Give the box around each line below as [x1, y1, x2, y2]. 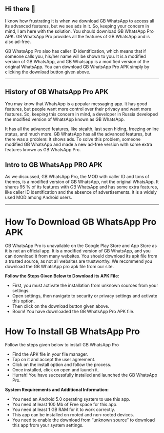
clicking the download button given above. [5, 69, 91, 75]
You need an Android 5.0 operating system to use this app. [12, 396, 130, 402]
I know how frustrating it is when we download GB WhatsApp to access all [5, 18, 155, 23]
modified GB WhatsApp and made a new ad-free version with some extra [5, 141, 152, 147]
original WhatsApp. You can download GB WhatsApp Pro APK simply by [5, 64, 150, 69]
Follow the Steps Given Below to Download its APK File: [5, 273, 120, 279]
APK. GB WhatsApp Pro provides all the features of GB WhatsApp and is [5, 33, 150, 39]
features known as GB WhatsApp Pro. [5, 146, 81, 152]
